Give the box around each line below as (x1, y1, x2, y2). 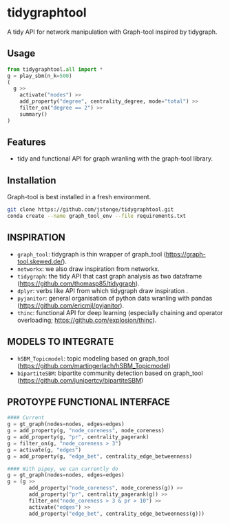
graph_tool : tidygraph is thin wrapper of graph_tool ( (17, 250, 167, 258)
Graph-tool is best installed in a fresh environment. (7, 193, 151, 201)
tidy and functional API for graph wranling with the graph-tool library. (17, 154, 213, 163)
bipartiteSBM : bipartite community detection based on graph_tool (17, 369, 203, 377)
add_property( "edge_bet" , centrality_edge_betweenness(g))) (28, 510, 205, 517)
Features (7, 137, 46, 148)
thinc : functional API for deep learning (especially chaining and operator (17, 308, 223, 316)
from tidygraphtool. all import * (7, 65, 103, 73)
